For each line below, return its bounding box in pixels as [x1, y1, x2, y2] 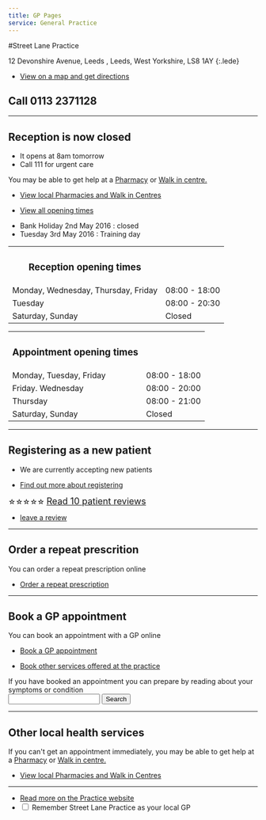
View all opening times [19, 206, 94, 215]
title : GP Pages [8, 11, 62, 20]
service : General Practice [8, 19, 97, 27]
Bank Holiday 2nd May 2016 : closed [19, 221, 139, 230]
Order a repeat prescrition [8, 543, 139, 556]
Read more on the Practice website [19, 793, 135, 803]
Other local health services [8, 726, 145, 739]
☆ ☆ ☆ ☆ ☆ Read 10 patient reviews [8, 495, 146, 507]
